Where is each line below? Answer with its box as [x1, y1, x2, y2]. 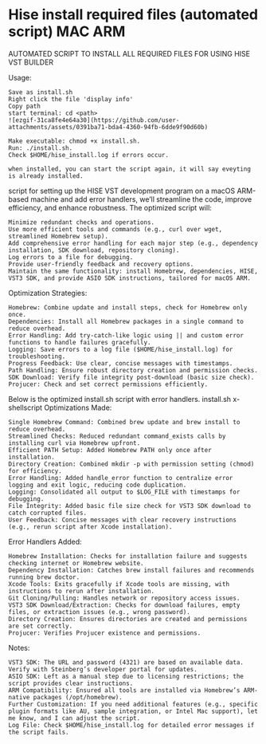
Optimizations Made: [43, 403, 112, 412]
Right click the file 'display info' [8, 95, 134, 103]
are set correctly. [8, 622, 73, 630]
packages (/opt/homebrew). [33, 693, 123, 701]
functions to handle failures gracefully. [8, 338, 151, 346]
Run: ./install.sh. [8, 144, 73, 152]
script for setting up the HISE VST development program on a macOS [8, 186, 236, 195]
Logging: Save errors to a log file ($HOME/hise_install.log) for [8, 345, 233, 353]
